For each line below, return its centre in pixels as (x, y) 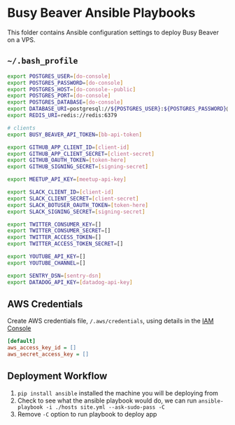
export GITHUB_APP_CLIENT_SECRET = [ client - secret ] (81, 154)
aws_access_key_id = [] (42, 348)
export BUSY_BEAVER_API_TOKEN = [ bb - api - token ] (74, 135)
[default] (22, 342)
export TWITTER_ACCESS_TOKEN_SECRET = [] (65, 244)
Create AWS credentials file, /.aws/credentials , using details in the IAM (111, 321)
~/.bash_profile (43, 61)
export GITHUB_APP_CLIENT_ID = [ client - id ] (69, 147)
